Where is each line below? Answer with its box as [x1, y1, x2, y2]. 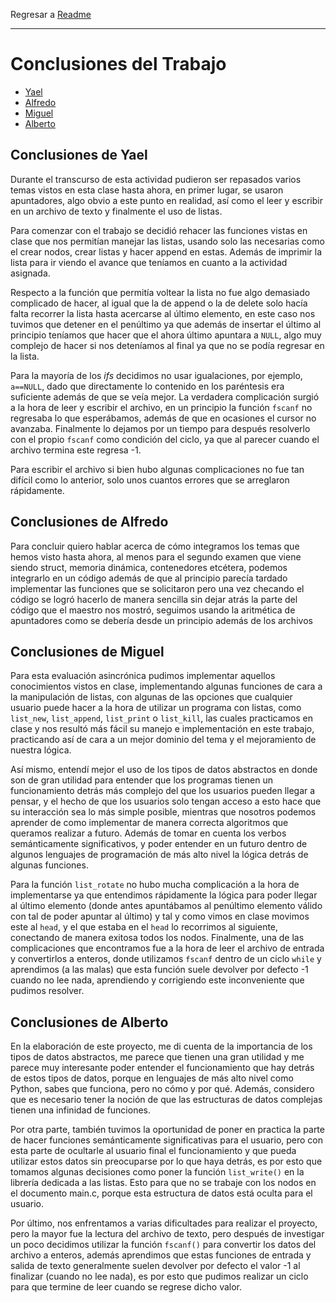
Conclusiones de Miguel [10, 643, 165, 660]
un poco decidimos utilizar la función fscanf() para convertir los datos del [10, 1239, 317, 1251]
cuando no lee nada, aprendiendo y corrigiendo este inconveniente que [10, 974, 305, 986]
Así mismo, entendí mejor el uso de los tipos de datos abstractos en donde [10, 764, 318, 776]
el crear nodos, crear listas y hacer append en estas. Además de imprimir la [10, 245, 323, 258]
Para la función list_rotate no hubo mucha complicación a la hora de [10, 879, 300, 891]
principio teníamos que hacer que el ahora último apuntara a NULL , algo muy [10, 329, 322, 341]
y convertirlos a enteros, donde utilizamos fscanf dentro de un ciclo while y [10, 953, 322, 965]
